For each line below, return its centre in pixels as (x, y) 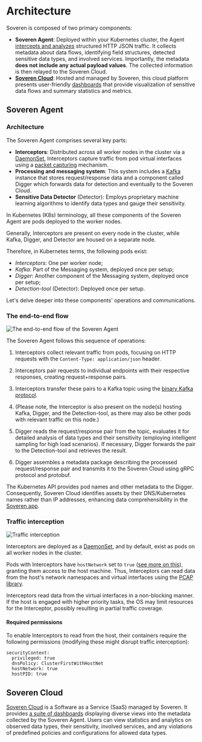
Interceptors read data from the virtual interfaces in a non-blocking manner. (100, 595)
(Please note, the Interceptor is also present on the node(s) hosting (98, 406)
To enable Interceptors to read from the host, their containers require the (96, 636)
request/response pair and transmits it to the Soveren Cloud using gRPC (105, 469)
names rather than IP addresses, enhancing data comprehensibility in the (97, 499)
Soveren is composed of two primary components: (69, 28)
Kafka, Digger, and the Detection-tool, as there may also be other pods (103, 413)
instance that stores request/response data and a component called (99, 178)
